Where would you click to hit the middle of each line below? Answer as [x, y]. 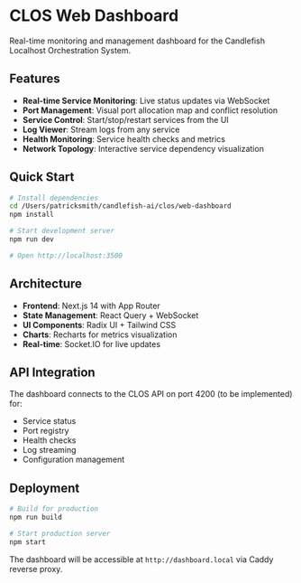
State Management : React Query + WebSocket [110, 315]
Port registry [46, 431]
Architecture [46, 284]
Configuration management [73, 460]
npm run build [36, 517]
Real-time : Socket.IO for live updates [91, 343]
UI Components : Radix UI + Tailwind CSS [99, 324]
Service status [49, 421]
